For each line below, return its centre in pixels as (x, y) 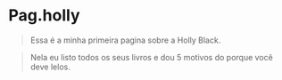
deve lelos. (50, 67)
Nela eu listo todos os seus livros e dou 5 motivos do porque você (151, 57)
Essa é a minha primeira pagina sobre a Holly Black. (125, 40)
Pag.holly (45, 16)
